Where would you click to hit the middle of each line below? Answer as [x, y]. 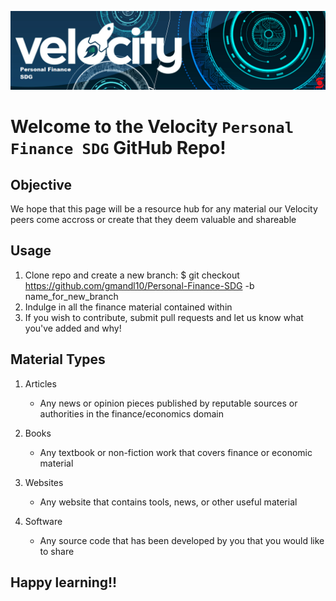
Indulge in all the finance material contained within [128, 307]
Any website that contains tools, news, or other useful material [168, 502]
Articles [40, 383]
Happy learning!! [64, 582]
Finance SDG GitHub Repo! [118, 148]
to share [57, 551]
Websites [44, 482]
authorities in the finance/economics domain [131, 413]
